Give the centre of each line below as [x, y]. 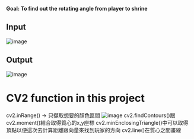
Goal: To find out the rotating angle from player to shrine [77, 9]
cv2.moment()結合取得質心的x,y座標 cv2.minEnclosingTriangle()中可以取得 [97, 122]
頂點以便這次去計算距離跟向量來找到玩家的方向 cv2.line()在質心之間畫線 [94, 130]
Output [19, 60]
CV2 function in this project [76, 98]
